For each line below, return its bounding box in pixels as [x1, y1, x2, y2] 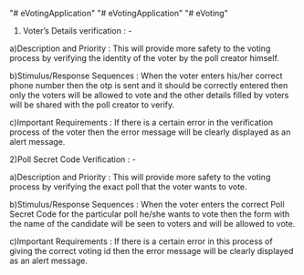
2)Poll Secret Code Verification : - [9, 154, 137, 165]
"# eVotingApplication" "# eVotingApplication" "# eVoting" [9, 8, 228, 18]
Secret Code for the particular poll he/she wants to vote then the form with [9, 209, 290, 219]
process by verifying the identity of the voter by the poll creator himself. [9, 53, 280, 63]
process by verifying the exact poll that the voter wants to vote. [9, 181, 248, 192]
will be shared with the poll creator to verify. [9, 99, 175, 110]
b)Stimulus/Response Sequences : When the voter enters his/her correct [9, 70, 283, 81]
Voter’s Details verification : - [22, 25, 132, 36]
